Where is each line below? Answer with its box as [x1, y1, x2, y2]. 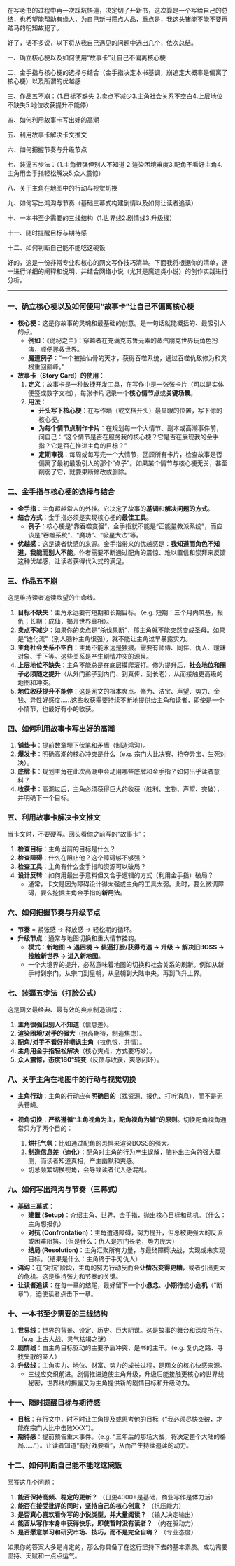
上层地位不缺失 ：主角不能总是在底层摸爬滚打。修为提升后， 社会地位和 [17, 661, 220, 669]
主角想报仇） [27, 1219, 65, 1228]
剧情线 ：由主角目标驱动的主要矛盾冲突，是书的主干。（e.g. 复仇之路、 [17, 1343, 218, 1352]
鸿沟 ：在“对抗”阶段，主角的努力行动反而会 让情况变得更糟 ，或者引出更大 [17, 1263, 226, 1272]
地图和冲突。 [17, 678, 55, 687]
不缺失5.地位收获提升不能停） [7, 101, 92, 109]
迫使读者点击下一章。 [35, 1289, 97, 1298]
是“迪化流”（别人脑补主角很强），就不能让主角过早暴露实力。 [17, 634, 192, 643]
